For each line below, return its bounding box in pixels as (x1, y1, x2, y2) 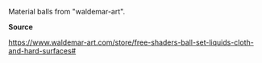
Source (8, 22, 34, 31)
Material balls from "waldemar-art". (8, 7, 126, 16)
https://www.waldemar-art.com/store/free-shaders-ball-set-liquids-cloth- (8, 37, 254, 47)
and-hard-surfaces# (8, 46, 77, 55)
